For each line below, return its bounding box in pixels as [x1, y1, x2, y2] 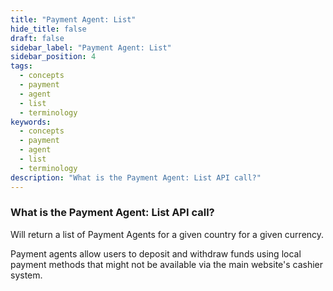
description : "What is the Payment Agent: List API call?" [10, 172, 262, 183]
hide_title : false [10, 24, 87, 34]
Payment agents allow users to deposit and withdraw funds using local [10, 247, 302, 260]
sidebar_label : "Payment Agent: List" [10, 42, 172, 53]
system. [10, 269, 43, 281]
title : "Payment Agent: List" [10, 14, 137, 25]
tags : [10, 61, 33, 71]
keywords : [10, 117, 52, 127]
